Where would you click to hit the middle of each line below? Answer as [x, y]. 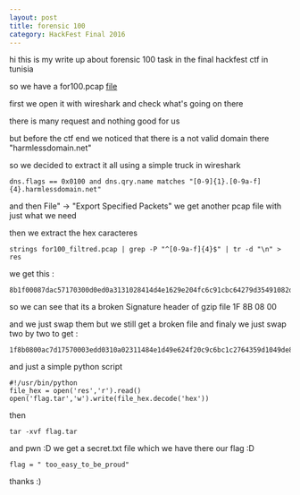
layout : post [33, 17]
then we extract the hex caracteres [74, 233]
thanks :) [25, 482]
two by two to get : [44, 334]
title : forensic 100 [48, 26]
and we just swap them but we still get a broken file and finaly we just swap [148, 324]
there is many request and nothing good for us [95, 121]
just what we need [43, 216]
